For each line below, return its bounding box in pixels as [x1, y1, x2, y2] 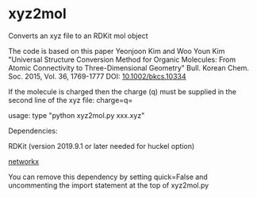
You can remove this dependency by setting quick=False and [8, 172, 208, 181]
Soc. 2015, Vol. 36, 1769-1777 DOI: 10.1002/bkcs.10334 [8, 71, 186, 81]
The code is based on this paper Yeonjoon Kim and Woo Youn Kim [8, 46, 225, 55]
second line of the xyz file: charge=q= [8, 95, 133, 105]
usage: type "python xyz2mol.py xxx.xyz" [8, 110, 145, 120]
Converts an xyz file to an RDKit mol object [8, 31, 148, 40]
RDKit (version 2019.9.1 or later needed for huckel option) [8, 141, 195, 150]
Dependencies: [8, 126, 58, 135]
